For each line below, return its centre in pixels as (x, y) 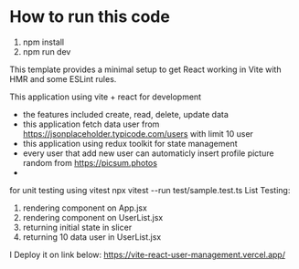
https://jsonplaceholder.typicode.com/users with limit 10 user (138, 133)
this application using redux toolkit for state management (130, 143)
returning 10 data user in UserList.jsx (92, 237)
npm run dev (47, 51)
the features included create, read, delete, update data (125, 114)
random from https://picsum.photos (90, 162)
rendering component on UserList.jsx (93, 217)
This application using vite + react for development (106, 97)
